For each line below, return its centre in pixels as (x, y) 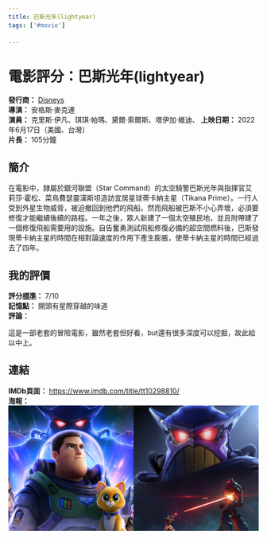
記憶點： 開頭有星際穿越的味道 (58, 306)
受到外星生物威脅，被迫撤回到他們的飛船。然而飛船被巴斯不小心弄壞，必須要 (133, 208)
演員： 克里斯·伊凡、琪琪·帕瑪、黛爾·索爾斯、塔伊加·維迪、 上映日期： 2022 (132, 120)
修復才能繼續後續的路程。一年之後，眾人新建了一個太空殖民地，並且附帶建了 (133, 218)
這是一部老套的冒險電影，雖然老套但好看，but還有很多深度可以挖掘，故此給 (132, 332)
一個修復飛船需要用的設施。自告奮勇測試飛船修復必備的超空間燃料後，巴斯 (130, 228)
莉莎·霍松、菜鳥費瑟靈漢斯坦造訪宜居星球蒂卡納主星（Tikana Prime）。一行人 (133, 198)
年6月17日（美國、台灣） (49, 130)
